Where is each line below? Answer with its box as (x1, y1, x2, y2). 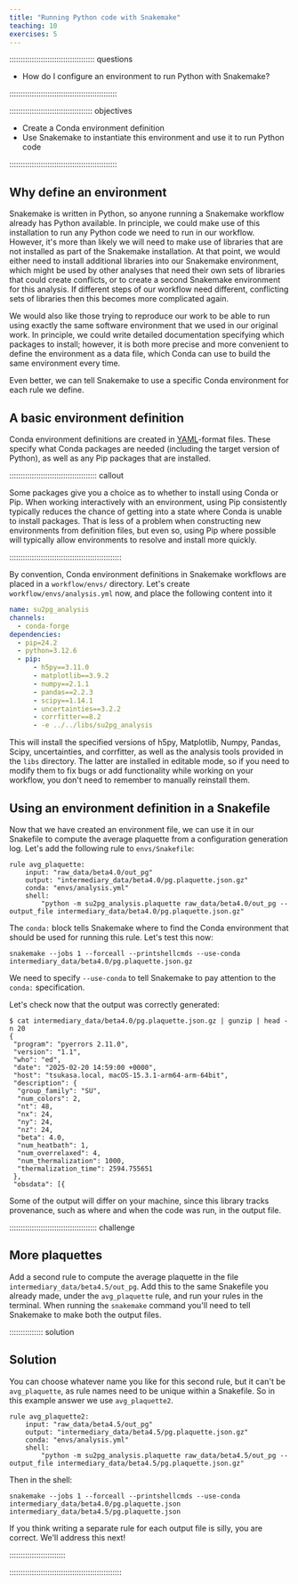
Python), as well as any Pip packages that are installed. (9, 453, 212, 463)
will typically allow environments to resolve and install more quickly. (9, 535, 258, 545)
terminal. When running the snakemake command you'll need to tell (9, 1299, 251, 1310)
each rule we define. (9, 384, 85, 396)
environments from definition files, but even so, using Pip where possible (9, 526, 277, 535)
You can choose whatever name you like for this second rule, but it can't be (9, 1376, 286, 1387)
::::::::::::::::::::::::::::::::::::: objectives (9, 106, 133, 117)
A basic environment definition (9, 410, 185, 425)
